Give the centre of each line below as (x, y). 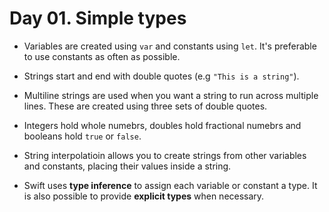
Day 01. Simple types (98, 18)
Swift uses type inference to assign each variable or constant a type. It (170, 185)
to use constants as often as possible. (102, 56)
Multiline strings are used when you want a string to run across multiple (171, 95)
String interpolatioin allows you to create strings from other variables (165, 155)
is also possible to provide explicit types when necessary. (144, 196)
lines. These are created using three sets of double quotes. (145, 106)
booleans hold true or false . (82, 136)
